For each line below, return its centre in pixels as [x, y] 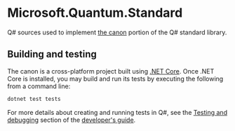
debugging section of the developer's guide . [72, 120]
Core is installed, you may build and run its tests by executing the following [115, 78]
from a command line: [39, 86]
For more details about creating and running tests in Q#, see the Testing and [117, 112]
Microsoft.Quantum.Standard [95, 13]
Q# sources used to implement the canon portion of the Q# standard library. [117, 32]
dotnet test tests [34, 99]
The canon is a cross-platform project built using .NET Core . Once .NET [111, 71]
